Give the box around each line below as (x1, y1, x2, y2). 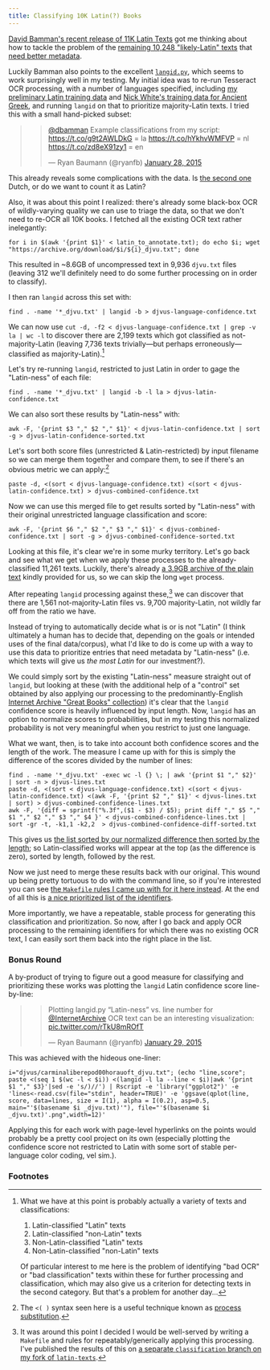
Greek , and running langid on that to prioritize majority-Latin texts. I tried (8, 100, 250, 110)
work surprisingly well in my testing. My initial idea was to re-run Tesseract (8, 75, 256, 84)
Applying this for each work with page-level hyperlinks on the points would (8, 1125, 257, 1134)
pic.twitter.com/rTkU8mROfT (47, 1022, 145, 1032)
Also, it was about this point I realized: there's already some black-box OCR (8, 197, 258, 207)
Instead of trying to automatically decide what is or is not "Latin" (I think (8, 621, 246, 631)
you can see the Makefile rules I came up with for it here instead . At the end (8, 884, 260, 893)
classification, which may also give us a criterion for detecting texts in (19, 1279, 252, 1289)
